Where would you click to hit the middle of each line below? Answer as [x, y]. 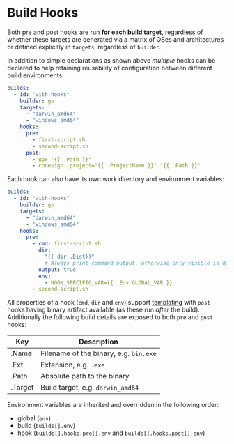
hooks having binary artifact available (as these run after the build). [104, 310]
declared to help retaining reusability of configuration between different [110, 68]
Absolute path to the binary [85, 376]
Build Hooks [43, 13]
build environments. [36, 75]
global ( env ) [34, 418]
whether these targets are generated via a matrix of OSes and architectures [116, 39]
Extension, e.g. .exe [73, 365]
